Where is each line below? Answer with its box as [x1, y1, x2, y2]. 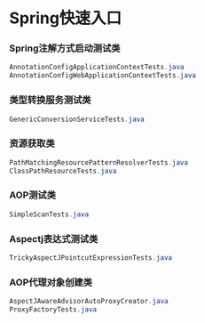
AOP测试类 [9, 189, 56, 201]
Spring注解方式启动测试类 [9, 42, 121, 54]
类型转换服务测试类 [9, 94, 91, 107]
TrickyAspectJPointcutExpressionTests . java [9, 253, 173, 262]
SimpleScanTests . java [9, 210, 90, 219]
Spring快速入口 [9, 8, 122, 28]
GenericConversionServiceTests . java [9, 115, 145, 124]
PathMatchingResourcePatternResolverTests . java [9, 157, 189, 167]
